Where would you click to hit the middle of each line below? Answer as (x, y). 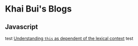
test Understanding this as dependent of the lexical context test (69, 38)
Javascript (22, 27)
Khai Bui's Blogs (38, 9)
